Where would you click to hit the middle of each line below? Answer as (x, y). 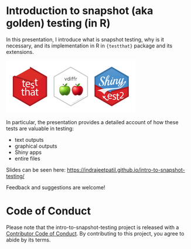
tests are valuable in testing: (40, 128)
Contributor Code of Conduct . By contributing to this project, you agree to (95, 233)
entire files (27, 158)
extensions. (20, 52)
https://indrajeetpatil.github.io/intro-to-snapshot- (126, 170)
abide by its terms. (28, 240)
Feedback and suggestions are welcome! (56, 187)
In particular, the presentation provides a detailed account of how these (92, 122)
